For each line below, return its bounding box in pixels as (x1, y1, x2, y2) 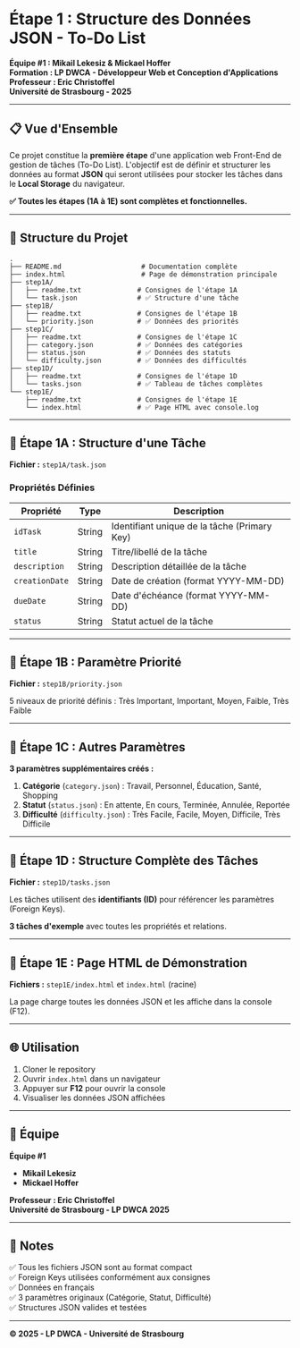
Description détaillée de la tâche (111, 560, 247, 572)
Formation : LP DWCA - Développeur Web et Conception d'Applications (9, 67, 279, 78)
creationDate (13, 575, 70, 586)
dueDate (13, 596, 46, 606)
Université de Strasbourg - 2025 (9, 86, 132, 97)
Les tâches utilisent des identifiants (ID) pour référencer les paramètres (9, 894, 275, 905)
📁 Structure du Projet (9, 231, 129, 246)
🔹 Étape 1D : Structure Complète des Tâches (9, 852, 259, 868)
